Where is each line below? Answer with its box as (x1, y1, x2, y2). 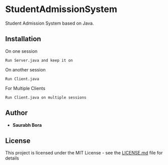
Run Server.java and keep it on (5, 58, 73, 63)
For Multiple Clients (5, 85, 46, 91)
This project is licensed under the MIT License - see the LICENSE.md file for (5, 150, 163, 156)
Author (5, 109, 28, 117)
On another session (5, 66, 46, 72)
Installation (5, 35, 41, 43)
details (5, 155, 19, 161)
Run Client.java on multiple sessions (5, 95, 87, 100)
